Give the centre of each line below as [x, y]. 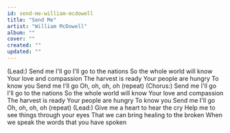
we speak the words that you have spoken [67, 122]
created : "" [24, 45]
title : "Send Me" [32, 20]
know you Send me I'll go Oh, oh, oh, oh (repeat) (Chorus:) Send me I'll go [112, 86]
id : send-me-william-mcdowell [50, 13]
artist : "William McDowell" [47, 26]
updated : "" [24, 52]
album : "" [21, 33]
